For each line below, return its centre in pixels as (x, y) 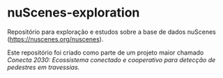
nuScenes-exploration (74, 13)
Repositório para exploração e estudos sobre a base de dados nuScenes (111, 32)
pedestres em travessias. (44, 67)
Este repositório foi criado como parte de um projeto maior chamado (106, 52)
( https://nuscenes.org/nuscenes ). (55, 39)
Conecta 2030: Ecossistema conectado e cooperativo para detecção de (111, 59)
